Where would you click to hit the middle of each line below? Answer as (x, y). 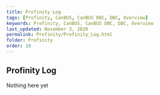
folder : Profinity (30, 40)
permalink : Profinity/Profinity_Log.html (60, 35)
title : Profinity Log (34, 12)
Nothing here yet (27, 85)
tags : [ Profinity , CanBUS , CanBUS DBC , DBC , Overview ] (77, 18)
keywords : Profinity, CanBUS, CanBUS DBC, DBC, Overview (80, 23)
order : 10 (19, 46)
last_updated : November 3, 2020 (47, 29)
